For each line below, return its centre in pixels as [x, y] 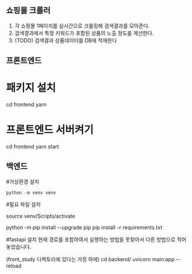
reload [14, 266]
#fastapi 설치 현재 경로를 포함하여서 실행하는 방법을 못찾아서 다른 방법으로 [91, 239]
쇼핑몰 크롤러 [28, 11]
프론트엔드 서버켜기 [50, 130]
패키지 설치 [31, 88]
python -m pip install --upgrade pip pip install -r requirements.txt [84, 227]
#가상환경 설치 [23, 181]
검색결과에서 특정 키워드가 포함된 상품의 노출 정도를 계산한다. [84, 33]
